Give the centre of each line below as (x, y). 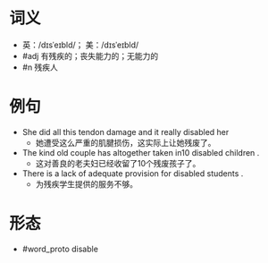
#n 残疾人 (40, 67)
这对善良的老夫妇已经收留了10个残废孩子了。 (118, 163)
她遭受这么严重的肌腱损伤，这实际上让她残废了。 (126, 142)
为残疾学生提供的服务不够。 (87, 183)
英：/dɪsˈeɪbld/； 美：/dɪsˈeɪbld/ (80, 45)
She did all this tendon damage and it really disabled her (126, 131)
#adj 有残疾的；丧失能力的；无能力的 (90, 55)
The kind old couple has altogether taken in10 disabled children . (141, 152)
